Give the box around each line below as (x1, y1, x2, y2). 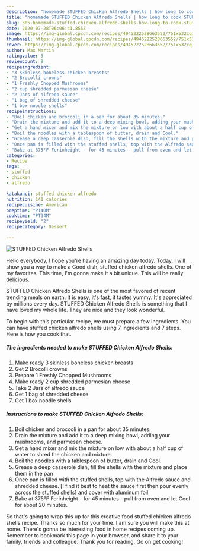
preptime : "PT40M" (6, 207, 52, 213)
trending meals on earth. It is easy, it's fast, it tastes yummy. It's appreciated (6, 294, 192, 301)
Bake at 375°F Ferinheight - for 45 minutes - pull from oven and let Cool (14, 495, 191, 502)
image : (6, 31, 23, 37)
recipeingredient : (6, 64, 52, 70)
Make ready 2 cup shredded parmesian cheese (14, 378, 130, 385)
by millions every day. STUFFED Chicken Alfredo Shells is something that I (6, 300, 188, 307)
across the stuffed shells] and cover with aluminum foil (14, 489, 149, 496)
